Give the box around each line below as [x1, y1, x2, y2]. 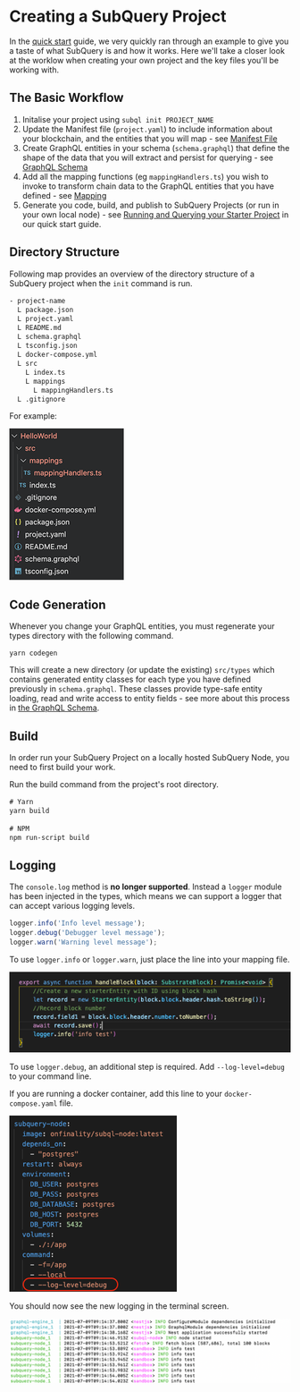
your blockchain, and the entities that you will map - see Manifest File [21, 132, 279, 144]
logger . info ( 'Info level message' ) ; [9, 919, 146, 928]
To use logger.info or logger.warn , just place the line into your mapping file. [9, 954, 290, 964]
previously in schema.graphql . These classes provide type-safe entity [9, 683, 263, 694]
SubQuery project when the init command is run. [9, 277, 194, 288]
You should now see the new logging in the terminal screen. [9, 1301, 229, 1311]
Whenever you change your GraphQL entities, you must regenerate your [9, 621, 275, 632]
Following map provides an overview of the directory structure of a [9, 268, 255, 279]
